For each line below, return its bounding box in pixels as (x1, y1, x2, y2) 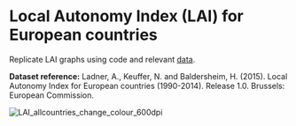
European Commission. (9, 90, 95, 100)
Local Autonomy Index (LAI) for (9, 6, 244, 26)
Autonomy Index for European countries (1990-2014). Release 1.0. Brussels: (9, 80, 285, 91)
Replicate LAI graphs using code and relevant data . (9, 54, 196, 64)
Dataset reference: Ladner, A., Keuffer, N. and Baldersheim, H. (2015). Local (9, 70, 288, 81)
